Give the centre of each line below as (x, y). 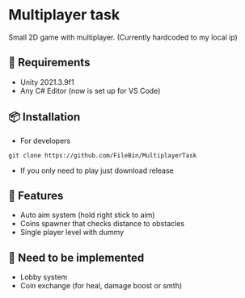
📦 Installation (44, 118)
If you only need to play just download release (97, 170)
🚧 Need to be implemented (76, 257)
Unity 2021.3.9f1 (47, 82)
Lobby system (44, 277)
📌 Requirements (49, 63)
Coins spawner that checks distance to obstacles (102, 224)
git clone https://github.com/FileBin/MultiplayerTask (103, 155)
